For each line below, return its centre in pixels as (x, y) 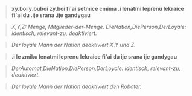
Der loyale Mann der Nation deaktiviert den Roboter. (76, 86)
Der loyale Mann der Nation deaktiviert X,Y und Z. (74, 45)
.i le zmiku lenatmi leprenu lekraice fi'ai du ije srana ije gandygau (94, 56)
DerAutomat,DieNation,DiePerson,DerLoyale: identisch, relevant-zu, (96, 68)
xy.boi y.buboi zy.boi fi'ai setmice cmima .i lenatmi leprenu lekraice (98, 9)
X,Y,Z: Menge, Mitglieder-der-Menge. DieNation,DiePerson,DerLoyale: (99, 27)
